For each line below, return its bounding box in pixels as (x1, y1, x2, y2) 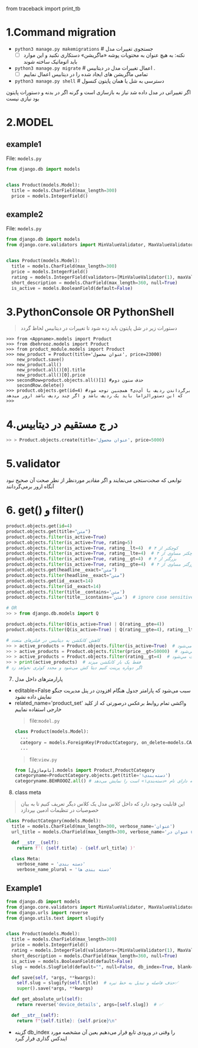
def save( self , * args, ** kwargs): (11, 974, 96, 981)
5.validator (6, 457, 61, 471)
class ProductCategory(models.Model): (6, 818, 101, 824)
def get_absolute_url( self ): (11, 996, 83, 1003)
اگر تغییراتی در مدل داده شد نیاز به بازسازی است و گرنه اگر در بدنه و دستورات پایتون (6, 89, 192, 96)
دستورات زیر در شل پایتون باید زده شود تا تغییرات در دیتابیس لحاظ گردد (20, 325, 177, 332)
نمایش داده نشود (14, 693, 52, 700)
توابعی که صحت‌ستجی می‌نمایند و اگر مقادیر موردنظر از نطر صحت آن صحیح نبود (6, 476, 181, 484)
